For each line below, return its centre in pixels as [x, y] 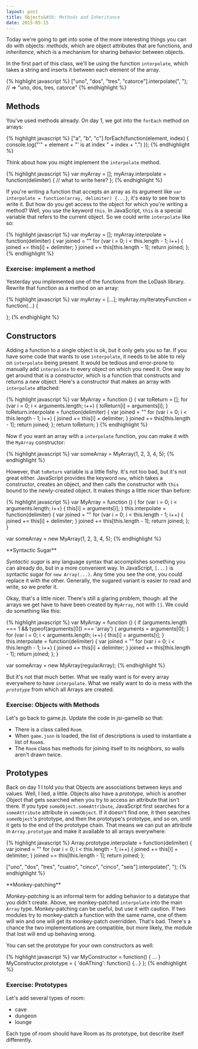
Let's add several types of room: [46, 998]
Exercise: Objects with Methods [53, 705]
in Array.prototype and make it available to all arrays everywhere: [86, 831]
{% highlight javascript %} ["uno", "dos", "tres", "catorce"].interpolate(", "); [97, 81]
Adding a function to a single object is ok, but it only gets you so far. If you [97, 350]
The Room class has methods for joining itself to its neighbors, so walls [100, 748]
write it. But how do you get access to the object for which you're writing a [97, 204]
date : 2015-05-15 [27, 23]
